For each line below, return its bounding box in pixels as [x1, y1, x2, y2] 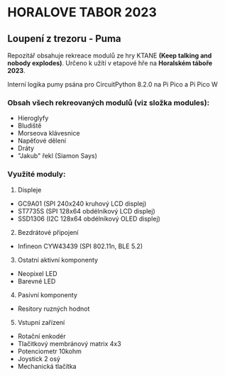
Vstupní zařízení [17, 318, 65, 326]
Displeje [17, 185, 42, 194]
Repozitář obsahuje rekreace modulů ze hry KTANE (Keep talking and [7, 51, 212, 60]
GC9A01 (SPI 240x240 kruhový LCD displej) [17, 199, 147, 208]
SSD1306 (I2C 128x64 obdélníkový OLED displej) [17, 214, 161, 223]
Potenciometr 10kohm [17, 347, 82, 355]
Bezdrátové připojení [17, 228, 79, 236]
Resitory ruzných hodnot [17, 304, 90, 313]
